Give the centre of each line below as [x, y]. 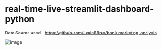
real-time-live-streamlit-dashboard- [80, 9]
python [20, 19]
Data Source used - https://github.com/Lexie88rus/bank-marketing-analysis [81, 33]
